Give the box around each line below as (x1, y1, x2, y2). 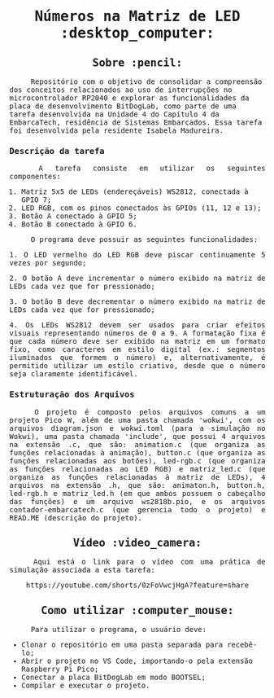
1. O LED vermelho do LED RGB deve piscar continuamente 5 (9, 250, 266, 260)
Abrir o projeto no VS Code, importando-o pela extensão (20, 656, 253, 666)
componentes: (9, 172, 62, 182)
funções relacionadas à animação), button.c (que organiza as (9, 448, 266, 457)
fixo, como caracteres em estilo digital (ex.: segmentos (9, 345, 266, 354)
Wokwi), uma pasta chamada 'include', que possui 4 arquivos (9, 432, 266, 441)
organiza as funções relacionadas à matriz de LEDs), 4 (9, 472, 266, 481)
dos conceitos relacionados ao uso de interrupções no (9, 86, 233, 94)
